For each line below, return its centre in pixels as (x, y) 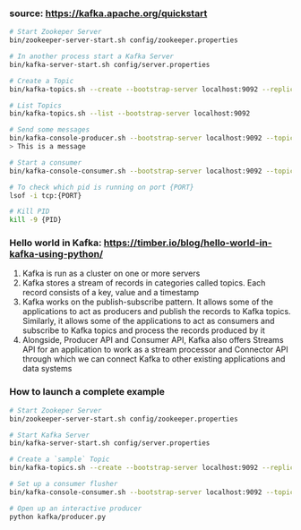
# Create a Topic (42, 81)
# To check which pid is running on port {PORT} (102, 187)
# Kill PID (30, 212)
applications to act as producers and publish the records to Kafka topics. (156, 312)
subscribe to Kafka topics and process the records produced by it (144, 330)
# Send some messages (50, 130)
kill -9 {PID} (36, 220)
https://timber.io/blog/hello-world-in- (188, 243)
